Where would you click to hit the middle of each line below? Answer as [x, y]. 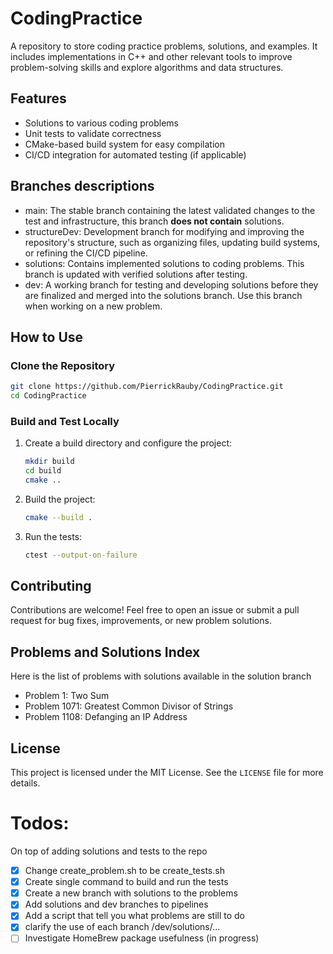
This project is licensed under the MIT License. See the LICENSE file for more [167, 773]
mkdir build [49, 462]
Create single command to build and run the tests [126, 882]
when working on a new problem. [93, 306]
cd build [43, 471]
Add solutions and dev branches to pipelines [116, 904]
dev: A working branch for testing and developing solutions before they [171, 284]
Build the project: [60, 499]
